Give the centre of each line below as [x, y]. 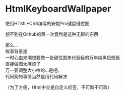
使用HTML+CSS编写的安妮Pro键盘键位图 [47, 23]
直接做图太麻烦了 [23, 64]
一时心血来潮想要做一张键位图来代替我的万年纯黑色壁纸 [62, 57]
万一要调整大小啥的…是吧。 [34, 70]
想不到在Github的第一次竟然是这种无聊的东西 [52, 34]
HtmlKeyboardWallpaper [58, 9]
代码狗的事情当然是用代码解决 [36, 76]
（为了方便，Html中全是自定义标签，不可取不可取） [59, 87]
